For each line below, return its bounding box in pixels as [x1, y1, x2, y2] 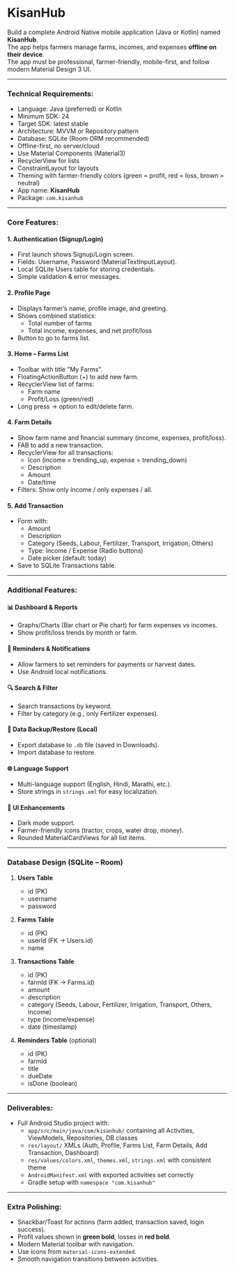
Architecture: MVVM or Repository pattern [17, 127, 139, 135]
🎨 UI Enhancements [7, 803, 65, 811]
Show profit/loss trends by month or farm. [17, 629, 138, 637]
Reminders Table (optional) [17, 1036, 97, 1044]
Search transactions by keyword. [17, 702, 112, 710]
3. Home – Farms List [7, 350, 69, 358]
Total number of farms [27, 319, 93, 327]
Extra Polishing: [7, 1202, 62, 1211]
